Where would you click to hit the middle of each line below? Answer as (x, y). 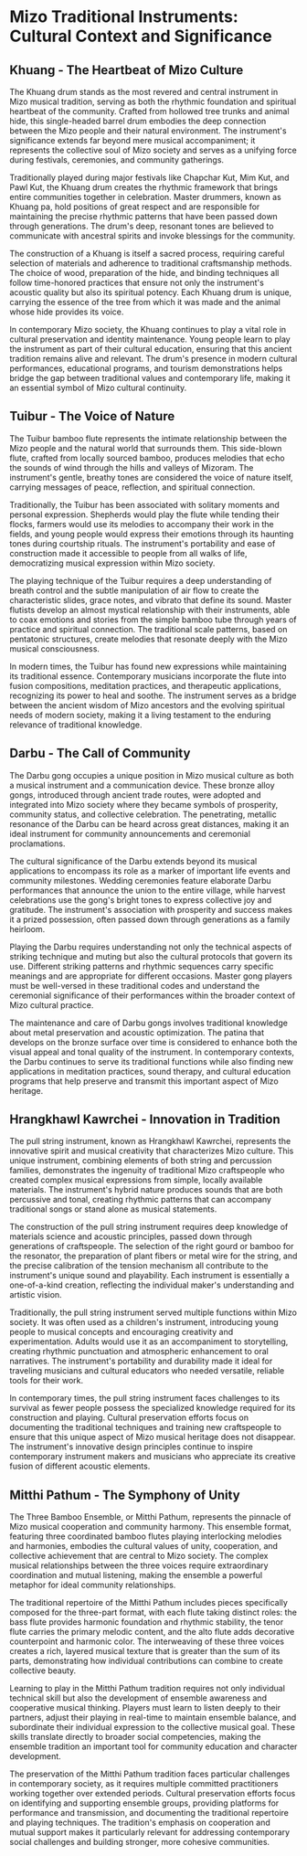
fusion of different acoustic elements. (80, 1466)
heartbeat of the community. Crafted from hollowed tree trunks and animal (149, 111)
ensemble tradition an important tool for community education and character (153, 1746)
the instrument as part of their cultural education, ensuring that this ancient (151, 349)
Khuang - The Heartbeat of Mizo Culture (127, 70)
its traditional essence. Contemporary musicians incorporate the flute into (148, 676)
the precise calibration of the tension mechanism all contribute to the (139, 1266)
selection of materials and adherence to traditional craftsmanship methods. (151, 263)
